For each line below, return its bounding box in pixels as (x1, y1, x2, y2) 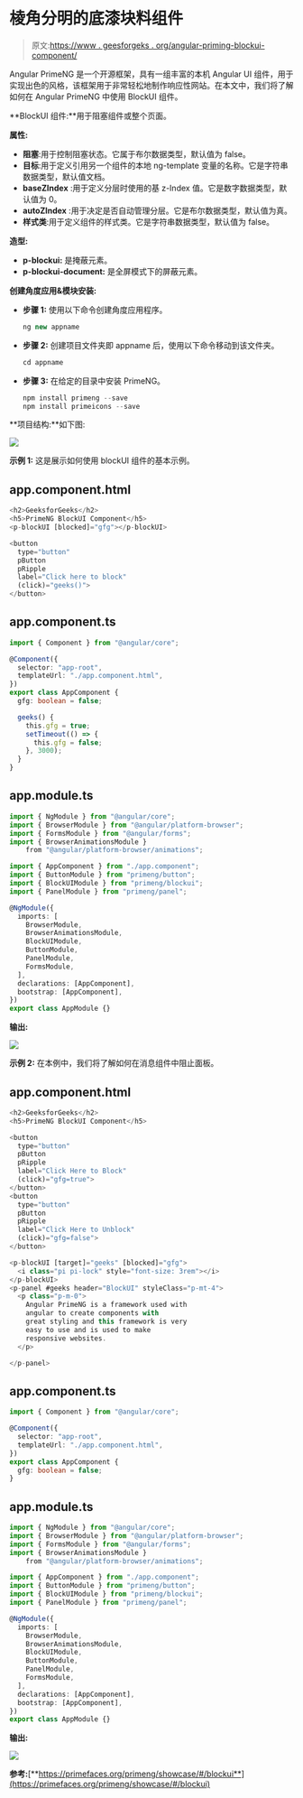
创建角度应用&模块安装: (9, 285, 97, 296)
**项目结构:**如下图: (9, 419, 86, 430)
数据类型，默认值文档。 (22, 171, 110, 181)
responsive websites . (25, 1333, 106, 1343)
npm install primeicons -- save (22, 402, 141, 411)
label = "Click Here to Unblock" (17, 1225, 135, 1235)
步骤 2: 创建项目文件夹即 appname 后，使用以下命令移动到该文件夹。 (22, 339, 280, 350)
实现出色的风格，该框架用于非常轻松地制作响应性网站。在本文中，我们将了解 (9, 79, 294, 90)
